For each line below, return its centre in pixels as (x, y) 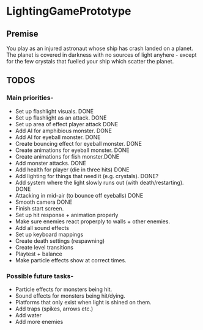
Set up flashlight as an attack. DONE (61, 118)
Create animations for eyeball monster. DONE (72, 150)
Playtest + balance (39, 254)
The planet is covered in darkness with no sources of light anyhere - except (102, 55)
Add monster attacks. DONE (51, 163)
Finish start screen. (39, 208)
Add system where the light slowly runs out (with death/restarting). (100, 182)
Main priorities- (30, 98)
